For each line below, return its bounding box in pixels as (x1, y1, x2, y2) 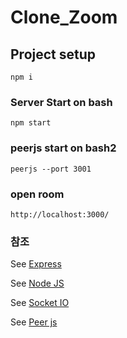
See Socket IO (10, 297, 70, 309)
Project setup (10, 46, 97, 63)
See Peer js (10, 316, 58, 328)
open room (10, 187, 65, 201)
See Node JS (10, 277, 65, 290)
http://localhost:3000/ (10, 209, 110, 220)
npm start (10, 118, 52, 128)
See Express (10, 258, 62, 270)
